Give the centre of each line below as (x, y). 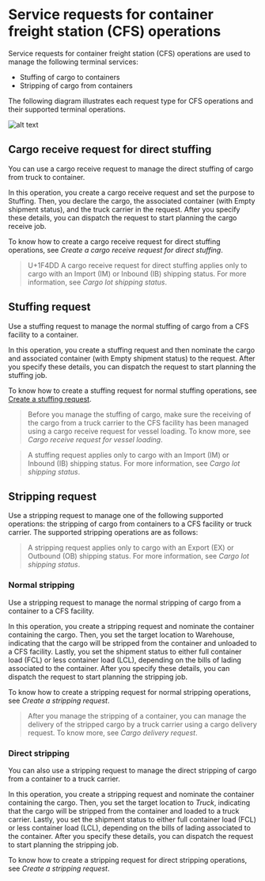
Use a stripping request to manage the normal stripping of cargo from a (125, 602)
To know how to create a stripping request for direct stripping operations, (128, 860)
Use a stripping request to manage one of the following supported (116, 516)
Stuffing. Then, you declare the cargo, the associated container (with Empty (132, 200)
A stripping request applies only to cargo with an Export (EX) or (131, 547)
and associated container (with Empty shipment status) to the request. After (132, 358)
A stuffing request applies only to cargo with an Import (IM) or (128, 455)
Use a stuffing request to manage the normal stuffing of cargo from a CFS (129, 326)
